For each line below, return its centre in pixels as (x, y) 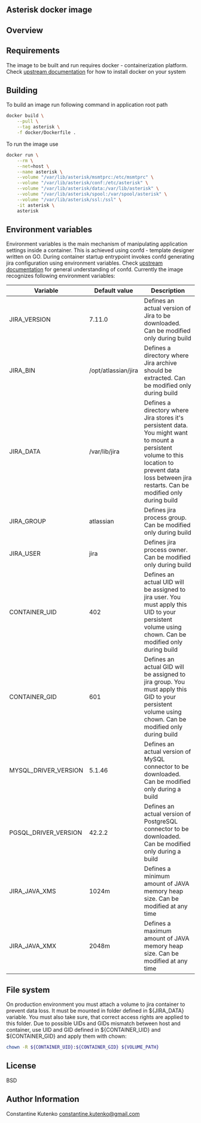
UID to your (160, 612)
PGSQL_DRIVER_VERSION (46, 832)
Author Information (43, 1099)
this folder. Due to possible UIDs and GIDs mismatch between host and (93, 1023)
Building (22, 90)
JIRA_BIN (22, 370)
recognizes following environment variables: (61, 276)
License (21, 1066)
